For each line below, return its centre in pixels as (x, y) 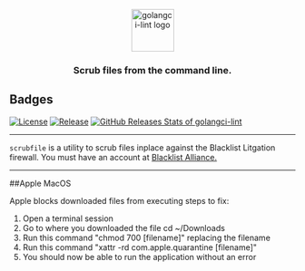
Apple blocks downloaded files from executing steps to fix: (119, 200)
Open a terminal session (68, 218)
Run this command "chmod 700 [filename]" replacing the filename (146, 237)
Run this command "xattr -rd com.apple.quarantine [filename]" (139, 247)
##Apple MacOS (40, 183)
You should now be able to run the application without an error (139, 256)
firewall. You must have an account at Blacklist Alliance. (113, 157)
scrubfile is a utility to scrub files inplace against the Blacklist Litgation (143, 147)
